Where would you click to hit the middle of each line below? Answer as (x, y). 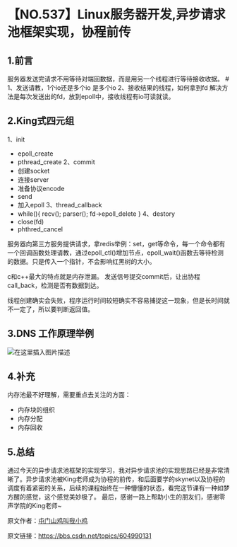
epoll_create (35, 154)
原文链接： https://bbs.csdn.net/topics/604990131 (79, 536)
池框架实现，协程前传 (69, 32)
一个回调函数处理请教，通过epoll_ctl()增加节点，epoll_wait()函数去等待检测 (116, 253)
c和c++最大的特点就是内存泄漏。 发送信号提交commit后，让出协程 (104, 276)
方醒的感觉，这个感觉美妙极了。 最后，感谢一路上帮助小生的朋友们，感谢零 (116, 497)
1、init (16, 139)
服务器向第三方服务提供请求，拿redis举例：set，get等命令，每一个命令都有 (116, 243)
